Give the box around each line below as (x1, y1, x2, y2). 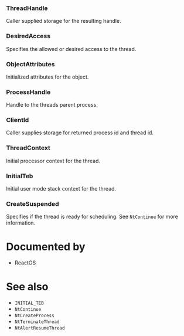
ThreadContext (6, 144, 51, 152)
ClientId (6, 116, 29, 124)
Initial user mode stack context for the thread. (6, 185, 116, 192)
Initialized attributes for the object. (6, 73, 89, 80)
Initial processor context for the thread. (6, 157, 101, 164)
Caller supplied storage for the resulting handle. (6, 18, 121, 25)
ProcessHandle (6, 88, 51, 96)
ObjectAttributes (6, 60, 55, 68)
